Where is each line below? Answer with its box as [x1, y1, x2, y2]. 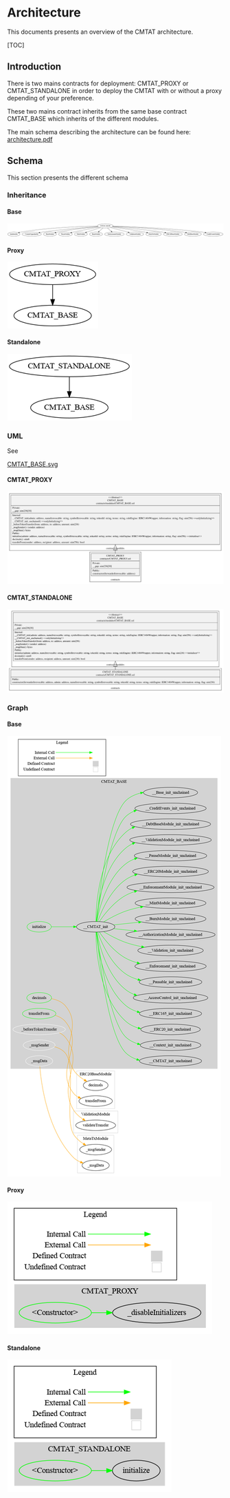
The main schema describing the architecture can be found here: [7, 127, 191, 136]
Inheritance [7, 191, 47, 200]
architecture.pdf [7, 135, 53, 143]
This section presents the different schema [7, 173, 128, 182]
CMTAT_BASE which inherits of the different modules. [7, 114, 159, 123]
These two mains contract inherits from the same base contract [7, 107, 187, 115]
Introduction [7, 61, 62, 73]
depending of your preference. [7, 94, 94, 102]
